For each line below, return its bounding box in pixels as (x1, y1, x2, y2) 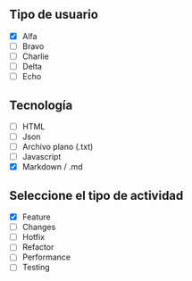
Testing (21, 262, 51, 273)
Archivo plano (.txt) (21, 142, 94, 153)
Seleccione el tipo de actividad (9, 187, 184, 203)
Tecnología (9, 97, 73, 112)
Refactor (21, 242, 54, 252)
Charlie (21, 51, 49, 62)
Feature (21, 211, 51, 222)
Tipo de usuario (9, 7, 98, 22)
